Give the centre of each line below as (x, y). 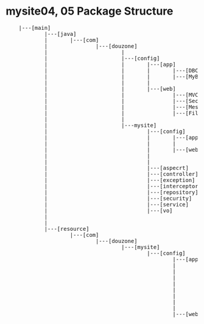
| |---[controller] (121, 174)
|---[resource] (67, 229)
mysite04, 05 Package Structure (90, 11)
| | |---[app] (110, 64)
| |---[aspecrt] (117, 168)
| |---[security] (118, 198)
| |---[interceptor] (123, 186)
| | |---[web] (110, 89)
